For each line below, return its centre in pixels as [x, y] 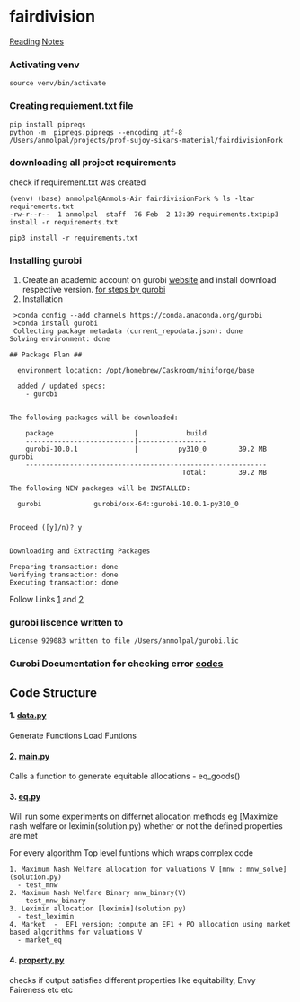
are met [24, 836]
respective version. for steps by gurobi [94, 290]
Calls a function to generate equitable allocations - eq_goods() [125, 776]
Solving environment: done [60, 339]
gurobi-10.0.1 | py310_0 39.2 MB [146, 449]
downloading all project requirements [93, 163]
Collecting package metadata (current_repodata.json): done [128, 331]
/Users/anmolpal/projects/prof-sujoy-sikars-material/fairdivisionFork [146, 140]
